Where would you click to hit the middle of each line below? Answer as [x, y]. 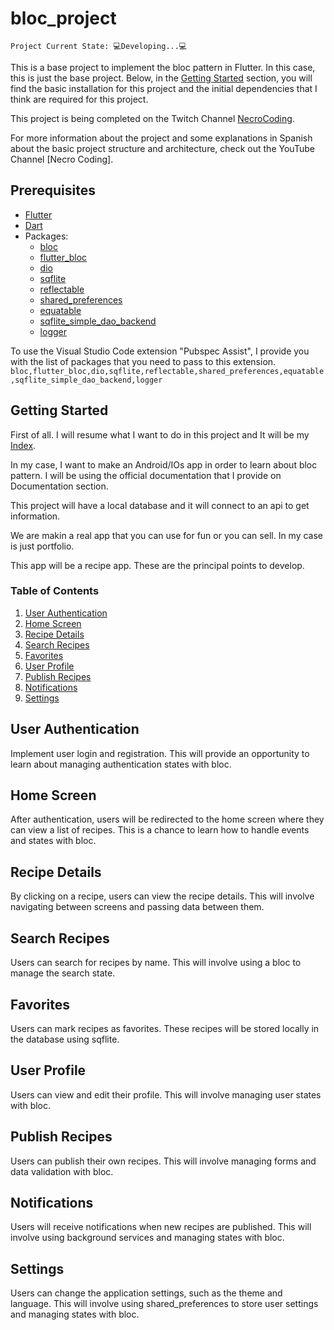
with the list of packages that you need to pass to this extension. [143, 361]
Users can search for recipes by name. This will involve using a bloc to [156, 963]
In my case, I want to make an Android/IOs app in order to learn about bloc [164, 464]
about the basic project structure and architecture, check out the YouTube [162, 148]
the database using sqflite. [65, 1039]
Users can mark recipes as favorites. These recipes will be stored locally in [165, 1028]
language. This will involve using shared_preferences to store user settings [164, 1304]
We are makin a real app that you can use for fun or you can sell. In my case [167, 535]
